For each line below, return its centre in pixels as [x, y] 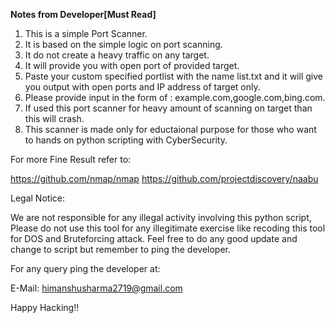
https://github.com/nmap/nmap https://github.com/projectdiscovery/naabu [164, 178]
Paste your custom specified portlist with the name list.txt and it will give [173, 76]
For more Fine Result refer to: [71, 159]
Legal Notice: [37, 198]
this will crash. [54, 118]
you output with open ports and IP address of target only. [142, 87]
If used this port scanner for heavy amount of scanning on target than [168, 108]
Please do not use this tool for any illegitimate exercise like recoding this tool [168, 228]
